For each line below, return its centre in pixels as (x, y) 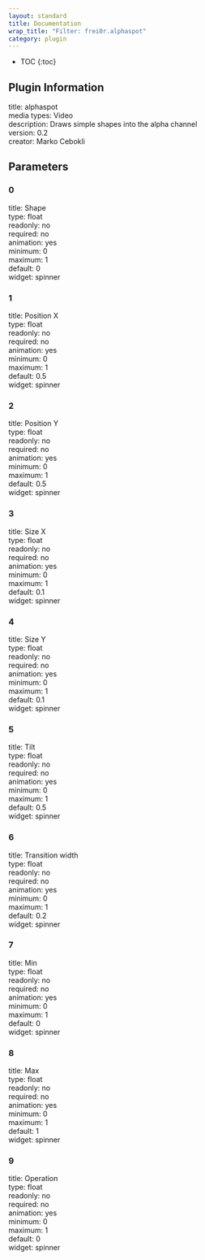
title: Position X (34, 316)
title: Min (23, 962)
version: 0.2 (28, 133)
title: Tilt (22, 747)
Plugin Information (56, 87)
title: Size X (27, 531)
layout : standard (38, 16)
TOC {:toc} (38, 62)
